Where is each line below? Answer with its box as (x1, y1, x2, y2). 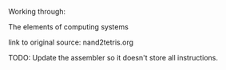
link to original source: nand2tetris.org (8, 37, 134, 47)
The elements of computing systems (8, 22, 129, 31)
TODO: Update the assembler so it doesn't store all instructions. (8, 53, 218, 62)
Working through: (8, 7, 66, 16)
